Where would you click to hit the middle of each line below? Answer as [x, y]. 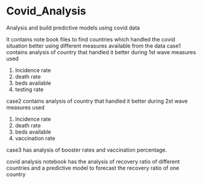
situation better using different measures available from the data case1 [93, 46]
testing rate [29, 89]
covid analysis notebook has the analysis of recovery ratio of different [93, 161]
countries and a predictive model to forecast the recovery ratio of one [93, 168]
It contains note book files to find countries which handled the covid [91, 39]
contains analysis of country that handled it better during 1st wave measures [101, 52]
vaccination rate [35, 138]
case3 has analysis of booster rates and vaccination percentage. [87, 150]
